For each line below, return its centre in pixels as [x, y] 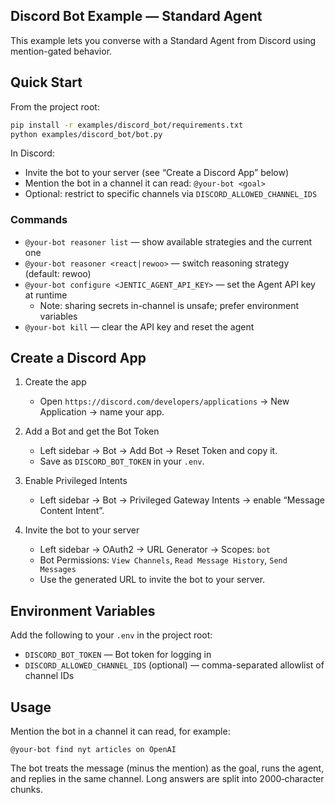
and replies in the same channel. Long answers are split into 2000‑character [167, 779]
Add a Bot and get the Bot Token [92, 431]
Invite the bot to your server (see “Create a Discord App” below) [157, 173]
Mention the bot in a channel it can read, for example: [120, 731]
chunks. [26, 790]
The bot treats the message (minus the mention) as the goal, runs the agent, [167, 768]
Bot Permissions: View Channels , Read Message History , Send [163, 560]
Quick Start [46, 82]
